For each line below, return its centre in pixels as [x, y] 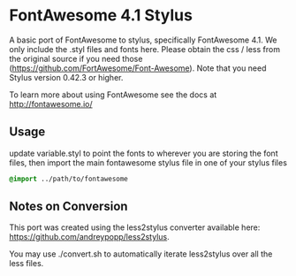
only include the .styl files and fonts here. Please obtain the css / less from [145, 49]
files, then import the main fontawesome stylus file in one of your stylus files [148, 162]
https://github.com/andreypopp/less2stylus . [89, 237]
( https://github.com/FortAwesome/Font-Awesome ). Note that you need [138, 68]
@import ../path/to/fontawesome [68, 179]
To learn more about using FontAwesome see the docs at [113, 95]
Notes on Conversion [68, 207]
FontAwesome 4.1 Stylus [101, 15]
